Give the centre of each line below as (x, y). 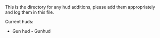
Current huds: (19, 22)
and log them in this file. (30, 12)
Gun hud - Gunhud (31, 31)
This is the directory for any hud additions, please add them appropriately (80, 7)
